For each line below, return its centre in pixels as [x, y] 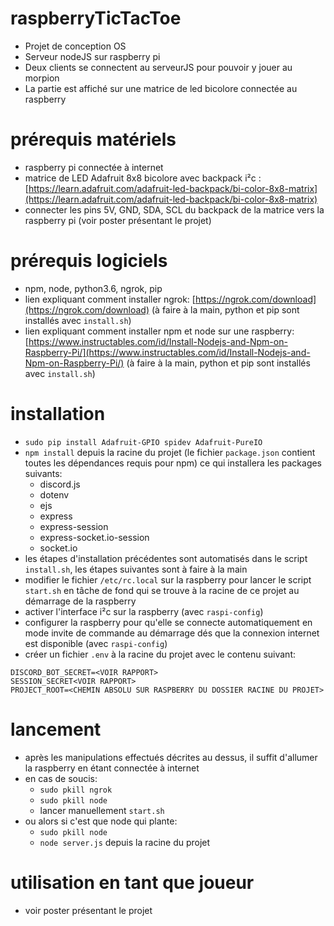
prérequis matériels [93, 139]
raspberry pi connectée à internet [94, 167]
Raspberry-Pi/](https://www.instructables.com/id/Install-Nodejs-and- [167, 352]
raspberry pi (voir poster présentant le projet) [118, 220]
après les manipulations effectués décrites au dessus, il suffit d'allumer [171, 757]
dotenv [54, 494]
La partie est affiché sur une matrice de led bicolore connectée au [161, 88]
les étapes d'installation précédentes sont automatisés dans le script [166, 558]
